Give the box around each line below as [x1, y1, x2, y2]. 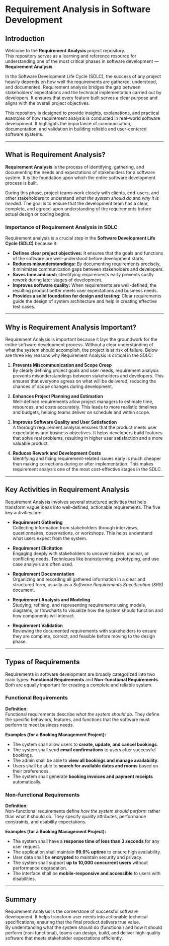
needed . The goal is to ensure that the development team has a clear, [5, 200, 149, 206]
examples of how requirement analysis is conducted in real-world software [5, 115, 160, 121]
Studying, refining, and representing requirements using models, [12, 602, 147, 608]
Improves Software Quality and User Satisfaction [12, 419, 117, 425]
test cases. [12, 303, 36, 310]
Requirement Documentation [12, 571, 74, 577]
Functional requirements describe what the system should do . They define [5, 711, 159, 717]
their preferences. [12, 768, 50, 774]
